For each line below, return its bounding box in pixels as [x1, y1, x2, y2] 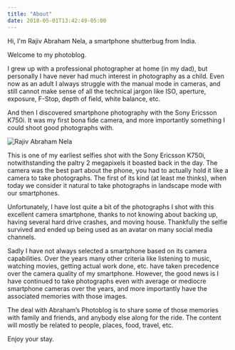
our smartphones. [7, 189, 60, 197]
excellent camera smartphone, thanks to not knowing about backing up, [7, 210, 219, 218]
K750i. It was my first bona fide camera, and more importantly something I [7, 115, 226, 124]
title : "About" [7, 10, 53, 18]
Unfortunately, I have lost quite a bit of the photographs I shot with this [7, 202, 214, 211]
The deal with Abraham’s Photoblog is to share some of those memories [7, 305, 219, 314]
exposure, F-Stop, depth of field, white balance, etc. [7, 94, 161, 103]
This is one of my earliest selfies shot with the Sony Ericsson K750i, [7, 151, 207, 159]
